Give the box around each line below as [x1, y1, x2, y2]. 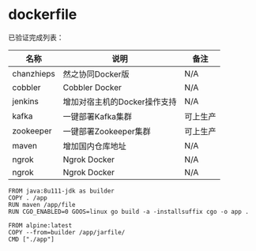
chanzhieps [12, 68, 55, 79]
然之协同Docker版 [62, 69, 130, 80]
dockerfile [8, 6, 77, 24]
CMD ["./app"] [8, 235, 55, 243]
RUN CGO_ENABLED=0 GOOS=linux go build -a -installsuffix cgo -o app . [8, 208, 249, 215]
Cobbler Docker [62, 81, 122, 92]
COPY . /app [8, 193, 47, 202]
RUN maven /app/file [8, 200, 77, 208]
